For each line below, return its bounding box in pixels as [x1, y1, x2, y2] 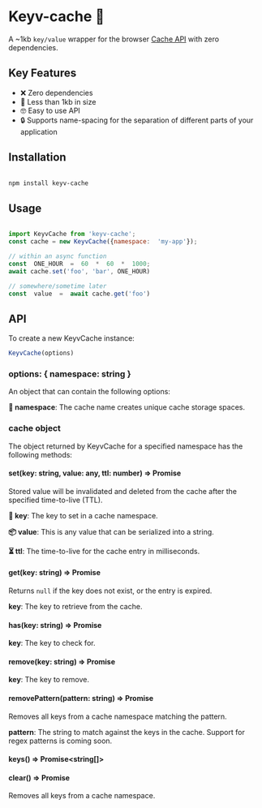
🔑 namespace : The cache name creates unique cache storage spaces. [8, 402, 246, 412]
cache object [8, 423, 61, 434]
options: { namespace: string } [8, 368, 131, 380]
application [19, 127, 58, 136]
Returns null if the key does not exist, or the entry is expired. [8, 586, 213, 595]
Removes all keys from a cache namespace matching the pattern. [8, 711, 227, 721]
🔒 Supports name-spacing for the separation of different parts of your [19, 115, 254, 125]
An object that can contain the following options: [8, 387, 170, 397]
